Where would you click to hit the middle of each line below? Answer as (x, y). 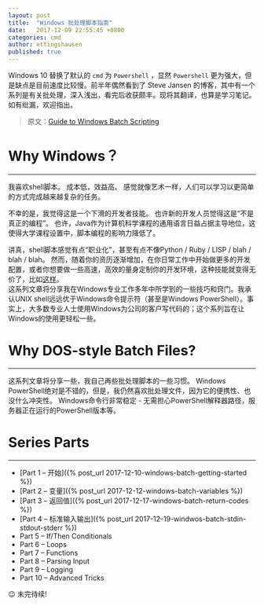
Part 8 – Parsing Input (55, 561)
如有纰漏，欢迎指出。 (42, 105)
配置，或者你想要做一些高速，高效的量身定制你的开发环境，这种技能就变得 (128, 269)
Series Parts (49, 443)
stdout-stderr (41, 527)
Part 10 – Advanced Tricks (62, 578)
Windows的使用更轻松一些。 (54, 318)
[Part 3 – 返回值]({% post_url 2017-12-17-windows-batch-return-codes (134, 501)
